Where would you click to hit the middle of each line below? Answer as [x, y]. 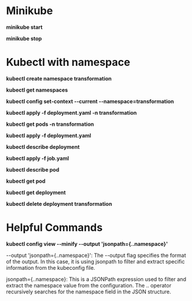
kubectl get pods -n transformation [50, 124]
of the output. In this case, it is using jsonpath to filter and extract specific [95, 261]
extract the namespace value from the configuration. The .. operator [89, 285]
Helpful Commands [54, 228]
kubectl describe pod [33, 169]
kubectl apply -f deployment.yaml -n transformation [72, 112]
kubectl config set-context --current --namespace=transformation [90, 101]
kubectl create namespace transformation [59, 78]
